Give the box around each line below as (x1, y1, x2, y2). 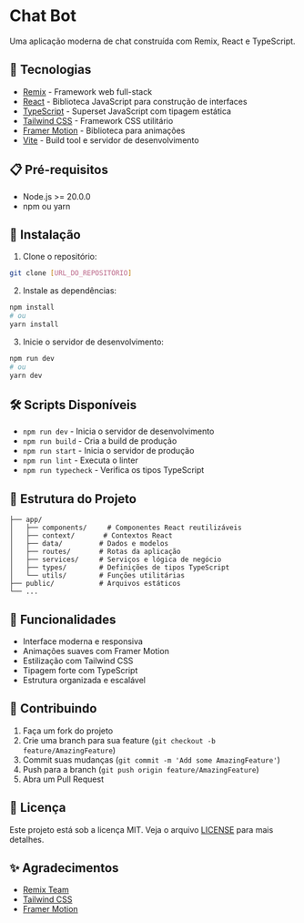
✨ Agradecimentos (9, 860, 119, 876)
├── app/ (9, 516, 43, 525)
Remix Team (22, 885, 70, 896)
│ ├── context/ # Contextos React (9, 531, 173, 540)
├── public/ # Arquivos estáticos (9, 579, 181, 589)
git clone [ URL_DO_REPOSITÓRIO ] (9, 269, 132, 278)
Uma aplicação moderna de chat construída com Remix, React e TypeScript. (9, 36, 296, 46)
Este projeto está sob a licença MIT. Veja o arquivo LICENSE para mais (9, 824, 274, 835)
